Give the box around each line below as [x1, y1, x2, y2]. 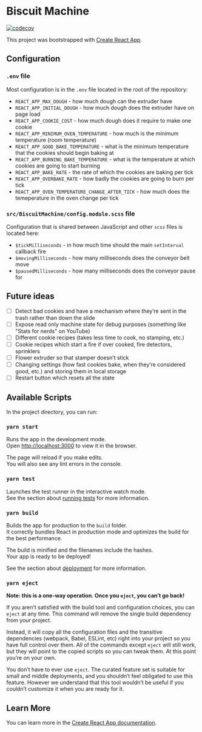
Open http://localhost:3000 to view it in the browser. [6, 442, 137, 450]
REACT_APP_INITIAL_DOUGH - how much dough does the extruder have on [15, 104, 194, 111]
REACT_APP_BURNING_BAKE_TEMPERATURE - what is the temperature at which [15, 155, 195, 163]
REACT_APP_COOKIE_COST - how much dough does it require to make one [15, 117, 192, 124]
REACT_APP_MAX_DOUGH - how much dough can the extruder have [15, 97, 173, 104]
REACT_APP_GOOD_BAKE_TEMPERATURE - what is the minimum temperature [15, 143, 189, 150]
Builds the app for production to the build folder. [6, 521, 128, 529]
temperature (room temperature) [15, 136, 97, 143]
